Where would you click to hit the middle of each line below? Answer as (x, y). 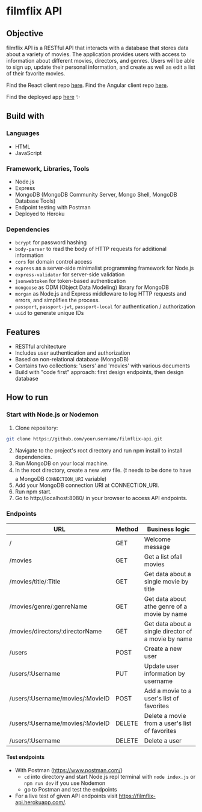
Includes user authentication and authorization (72, 353)
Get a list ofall (163, 556)
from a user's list (168, 723)
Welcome (158, 539)
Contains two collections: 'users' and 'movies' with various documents (103, 366)
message (157, 547)
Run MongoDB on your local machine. (62, 463)
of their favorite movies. (36, 73)
